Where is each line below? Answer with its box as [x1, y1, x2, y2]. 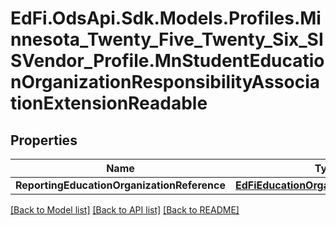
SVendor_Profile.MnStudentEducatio [10, 50, 325, 72]
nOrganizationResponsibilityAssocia [10, 71, 321, 94]
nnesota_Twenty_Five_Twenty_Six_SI [10, 28, 324, 51]
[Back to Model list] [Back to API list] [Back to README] [10, 204, 240, 216]
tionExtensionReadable [10, 92, 208, 115]
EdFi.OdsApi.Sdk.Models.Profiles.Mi [10, 7, 322, 30]
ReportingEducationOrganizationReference [15, 178, 226, 192]
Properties [10, 132, 78, 149]
